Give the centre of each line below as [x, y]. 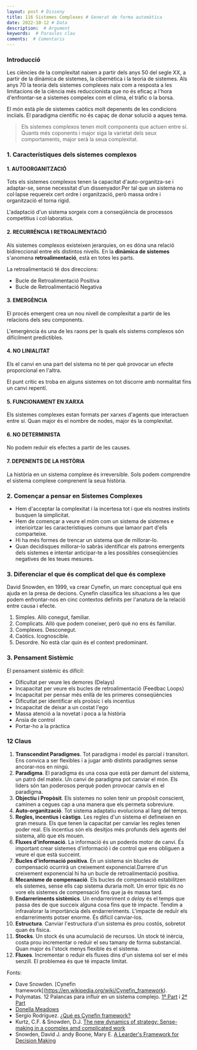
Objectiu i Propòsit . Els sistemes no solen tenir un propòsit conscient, [100, 798]
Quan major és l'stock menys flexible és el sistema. [77, 948]
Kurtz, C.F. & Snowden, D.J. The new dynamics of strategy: [87, 1022]
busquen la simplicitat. [42, 515]
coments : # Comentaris [36, 39]
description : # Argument [38, 28]
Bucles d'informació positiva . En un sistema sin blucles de [87, 860]
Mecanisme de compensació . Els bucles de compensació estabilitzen [100, 879]
